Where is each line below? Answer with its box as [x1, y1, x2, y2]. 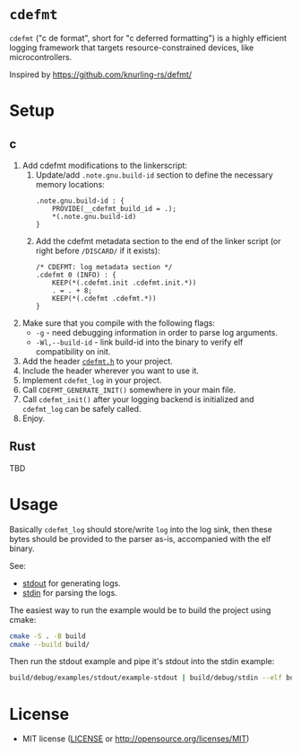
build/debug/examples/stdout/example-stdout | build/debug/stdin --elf [9, 673, 282, 683]
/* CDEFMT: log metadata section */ [35, 262, 173, 271]
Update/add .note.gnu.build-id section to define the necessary [35, 169, 273, 180]
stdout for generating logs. [21, 577, 121, 589]
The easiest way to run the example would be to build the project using [9, 604, 271, 616]
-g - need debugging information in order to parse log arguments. [35, 327, 279, 337]
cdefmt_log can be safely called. [21, 403, 142, 414]
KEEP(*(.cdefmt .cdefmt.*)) [52, 293, 157, 302]
